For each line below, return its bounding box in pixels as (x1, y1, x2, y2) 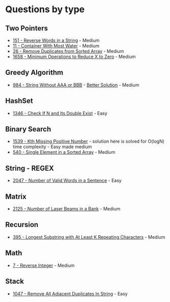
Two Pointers (5, 24, 48, 33)
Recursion (5, 221, 39, 229)
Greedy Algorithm (5, 68, 64, 77)
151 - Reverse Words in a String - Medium (12, 37, 100, 43)
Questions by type (5, 4, 85, 15)
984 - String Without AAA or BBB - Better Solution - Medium (12, 81, 139, 88)
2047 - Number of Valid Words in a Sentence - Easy (12, 177, 122, 184)
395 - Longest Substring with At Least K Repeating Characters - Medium (12, 234, 165, 240)
